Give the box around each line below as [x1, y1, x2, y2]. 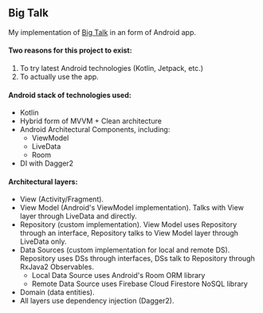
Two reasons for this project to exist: [8, 45, 133, 55]
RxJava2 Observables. [19, 262, 94, 272]
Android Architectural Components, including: [19, 125, 171, 135]
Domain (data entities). [19, 288, 95, 297]
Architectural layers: [8, 177, 78, 186]
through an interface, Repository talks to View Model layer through [19, 229, 239, 238]
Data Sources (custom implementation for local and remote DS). [19, 245, 230, 255]
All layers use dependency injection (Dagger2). [19, 296, 175, 306]
